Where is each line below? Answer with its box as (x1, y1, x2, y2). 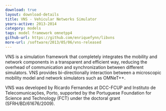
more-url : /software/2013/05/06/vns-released (5, 40, 101, 45)
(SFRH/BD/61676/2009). (5, 100, 55, 106)
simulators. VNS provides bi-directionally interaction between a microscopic (5, 69, 162, 75)
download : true (5, 7, 37, 12)
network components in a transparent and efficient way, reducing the (5, 58, 148, 65)
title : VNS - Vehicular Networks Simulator (5, 16, 97, 21)
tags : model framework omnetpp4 (5, 30, 72, 35)
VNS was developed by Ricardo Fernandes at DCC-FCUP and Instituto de (5, 84, 156, 90)
